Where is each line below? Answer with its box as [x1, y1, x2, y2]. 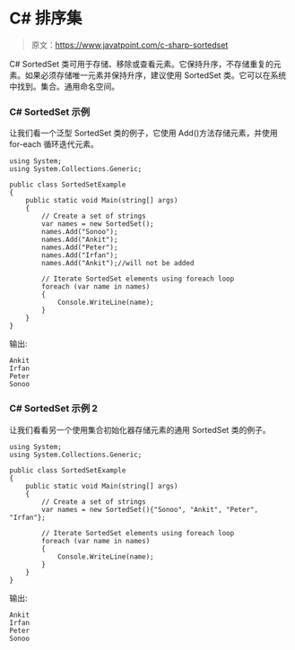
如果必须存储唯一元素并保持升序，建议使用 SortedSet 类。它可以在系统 [24, 69, 287, 81]
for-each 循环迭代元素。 [9, 139, 99, 150]
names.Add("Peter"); [41, 243, 118, 252]
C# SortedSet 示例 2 [9, 403, 99, 415]
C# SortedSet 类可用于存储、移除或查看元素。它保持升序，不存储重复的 [9, 58, 273, 69]
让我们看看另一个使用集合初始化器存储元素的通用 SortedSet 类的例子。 [9, 424, 271, 435]
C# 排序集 [9, 8, 82, 29]
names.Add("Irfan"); [41, 251, 118, 260]
